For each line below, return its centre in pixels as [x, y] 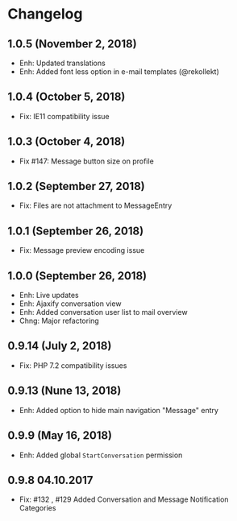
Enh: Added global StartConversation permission [101, 455]
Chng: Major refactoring [59, 321]
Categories [37, 508]
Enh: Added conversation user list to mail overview [103, 312]
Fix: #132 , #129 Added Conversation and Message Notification [124, 499]
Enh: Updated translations [62, 63]
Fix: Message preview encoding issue [82, 250]
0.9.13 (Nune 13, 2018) [64, 391]
